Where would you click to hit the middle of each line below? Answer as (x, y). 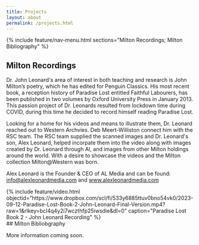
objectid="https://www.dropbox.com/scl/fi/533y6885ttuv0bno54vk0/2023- (100, 198)
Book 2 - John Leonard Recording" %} (54, 217)
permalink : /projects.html (40, 23)
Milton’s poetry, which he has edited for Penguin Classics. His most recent (98, 86)
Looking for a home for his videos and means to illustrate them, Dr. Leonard (99, 123)
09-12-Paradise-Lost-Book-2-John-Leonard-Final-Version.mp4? (86, 205)
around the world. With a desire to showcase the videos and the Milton (94, 156)
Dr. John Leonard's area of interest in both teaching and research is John (97, 80)
